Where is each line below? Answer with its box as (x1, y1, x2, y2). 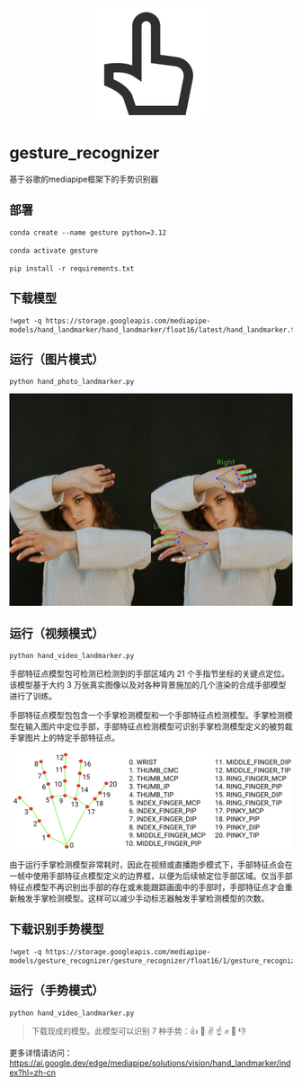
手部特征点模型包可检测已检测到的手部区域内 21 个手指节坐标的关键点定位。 (9, 668, 290, 680)
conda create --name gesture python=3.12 (9, 227, 167, 237)
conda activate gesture (9, 245, 99, 255)
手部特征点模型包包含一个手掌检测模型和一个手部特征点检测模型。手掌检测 (9, 710, 285, 721)
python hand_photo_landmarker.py (9, 378, 135, 387)
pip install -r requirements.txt (9, 263, 135, 273)
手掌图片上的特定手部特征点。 (9, 733, 120, 743)
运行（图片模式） (9, 352, 104, 367)
